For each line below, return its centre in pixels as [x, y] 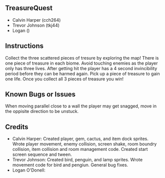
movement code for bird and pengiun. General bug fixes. [70, 165]
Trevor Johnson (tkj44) [36, 25]
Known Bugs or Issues [40, 94]
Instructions [24, 46]
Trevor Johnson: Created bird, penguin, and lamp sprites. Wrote [77, 160]
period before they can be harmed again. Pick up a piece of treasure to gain [82, 73]
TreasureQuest [29, 8]
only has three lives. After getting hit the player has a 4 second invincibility [81, 68]
